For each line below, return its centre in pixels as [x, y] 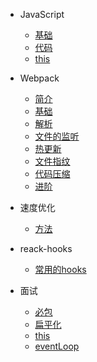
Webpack [39, 78]
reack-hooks [46, 248]
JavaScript [42, 14]
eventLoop [57, 346]
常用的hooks [60, 269]
